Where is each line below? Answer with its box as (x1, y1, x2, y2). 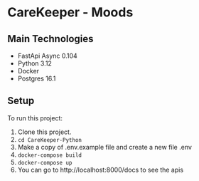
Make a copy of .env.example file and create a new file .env (17, 143, 192, 151)
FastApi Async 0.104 (17, 51, 78, 60)
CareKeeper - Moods (7, 4, 134, 21)
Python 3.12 (17, 59, 52, 68)
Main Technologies (7, 33, 94, 45)
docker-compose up (17, 159, 72, 166)
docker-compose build (17, 151, 82, 159)
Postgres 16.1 (17, 74, 56, 83)
